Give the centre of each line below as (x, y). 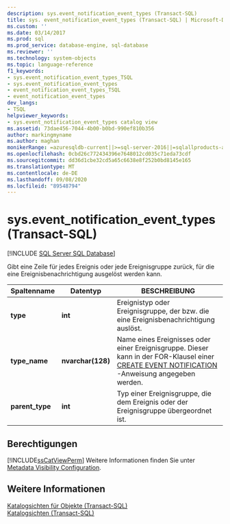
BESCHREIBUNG (168, 291)
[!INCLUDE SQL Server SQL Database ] (61, 253)
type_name (29, 361)
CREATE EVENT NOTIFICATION (167, 365)
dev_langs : (23, 103)
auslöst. (129, 328)
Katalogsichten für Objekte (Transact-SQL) (67, 505)
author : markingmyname (39, 135)
